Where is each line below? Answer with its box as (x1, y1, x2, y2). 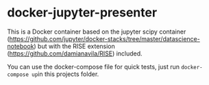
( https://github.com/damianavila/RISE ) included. (7, 49, 143, 58)
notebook (7, 42, 34, 50)
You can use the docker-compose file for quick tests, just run (7, 62, 180, 71)
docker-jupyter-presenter (7, 5, 158, 21)
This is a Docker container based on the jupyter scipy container (7, 27, 186, 36)
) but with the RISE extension (34, 42, 115, 50)
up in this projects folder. (32, 70, 99, 78)
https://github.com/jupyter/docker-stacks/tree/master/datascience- (9, 34, 200, 42)
